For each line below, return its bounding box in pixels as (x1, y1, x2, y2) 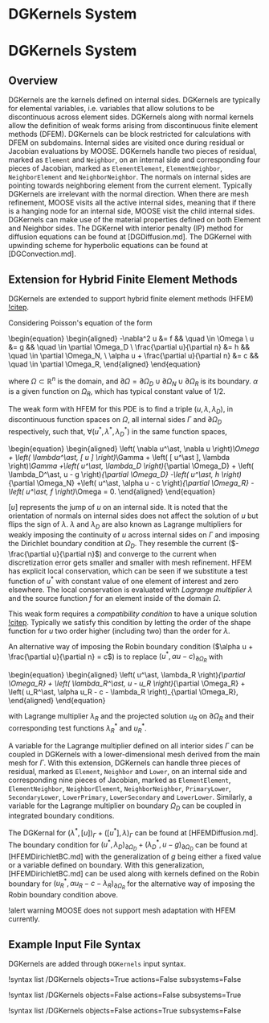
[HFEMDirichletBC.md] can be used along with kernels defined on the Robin (8, 868, 259, 878)
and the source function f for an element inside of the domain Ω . (8, 593, 221, 603)
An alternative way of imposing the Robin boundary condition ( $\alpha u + (8, 641, 254, 651)
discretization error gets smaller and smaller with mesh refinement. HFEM (8, 557, 252, 567)
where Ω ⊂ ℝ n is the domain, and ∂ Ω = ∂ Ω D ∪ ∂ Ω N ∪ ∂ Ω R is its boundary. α (8, 375, 259, 387)
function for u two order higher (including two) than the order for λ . (8, 626, 230, 636)
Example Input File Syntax (8, 938, 141, 951)
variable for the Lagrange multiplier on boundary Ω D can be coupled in (8, 801, 242, 812)
